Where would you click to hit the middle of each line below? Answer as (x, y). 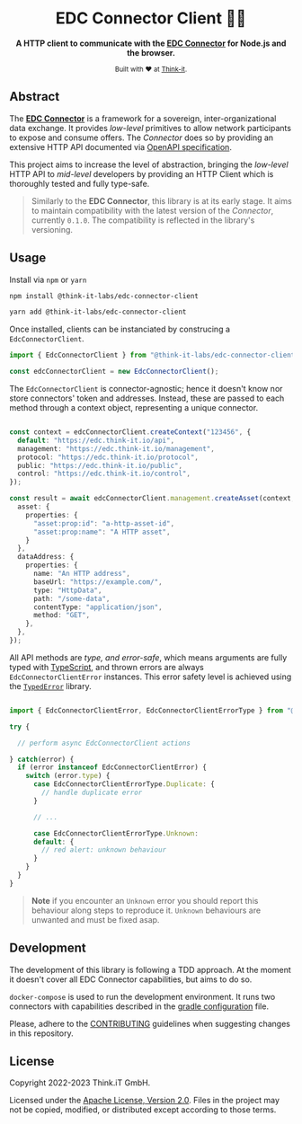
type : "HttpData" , (67, 590)
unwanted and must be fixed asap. (95, 919)
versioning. (52, 229)
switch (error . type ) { (68, 776)
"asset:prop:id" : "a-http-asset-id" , (104, 523)
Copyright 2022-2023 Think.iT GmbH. (80, 1083)
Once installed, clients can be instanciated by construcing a (120, 329)
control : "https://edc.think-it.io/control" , (104, 474)
